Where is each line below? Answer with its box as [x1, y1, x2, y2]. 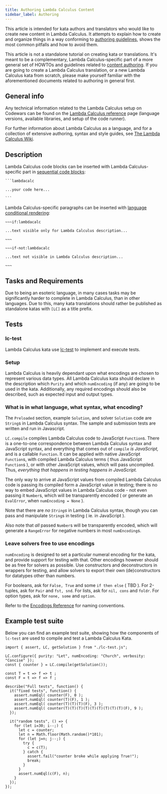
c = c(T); [27, 745, 48, 750]
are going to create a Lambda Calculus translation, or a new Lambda [5, 67, 145, 73]
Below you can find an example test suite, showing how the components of [5, 630, 159, 636]
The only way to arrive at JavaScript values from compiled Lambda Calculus [5, 476, 162, 483]
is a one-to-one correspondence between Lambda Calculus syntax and [5, 441, 152, 447]
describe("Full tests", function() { [5, 684, 83, 689]
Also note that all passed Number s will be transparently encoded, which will [5, 522, 158, 528]
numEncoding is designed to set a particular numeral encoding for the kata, [5, 551, 156, 558]
